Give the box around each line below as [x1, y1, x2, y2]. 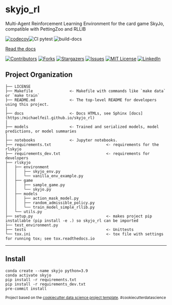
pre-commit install [5, 286, 47, 291]
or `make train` [5, 93, 40, 98]
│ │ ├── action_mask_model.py [5, 196, 79, 201]
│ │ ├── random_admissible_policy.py [5, 200, 95, 205]
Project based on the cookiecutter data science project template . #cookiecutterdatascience [5, 295, 166, 300]
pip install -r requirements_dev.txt [5, 281, 86, 287]
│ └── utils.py [5, 209, 42, 214]
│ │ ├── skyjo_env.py [5, 169, 60, 174]
